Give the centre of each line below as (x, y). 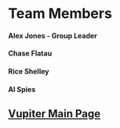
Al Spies (22, 89)
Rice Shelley (29, 71)
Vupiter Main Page (55, 114)
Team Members (60, 14)
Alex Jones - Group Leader (53, 35)
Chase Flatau (30, 53)
